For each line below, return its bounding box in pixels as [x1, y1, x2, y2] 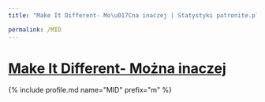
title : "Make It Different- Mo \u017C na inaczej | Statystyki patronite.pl [8, 11, 259, 20]
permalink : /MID [8, 25, 62, 34]
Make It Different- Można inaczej [8, 60, 226, 77]
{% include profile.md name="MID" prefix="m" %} [8, 86, 172, 95]
